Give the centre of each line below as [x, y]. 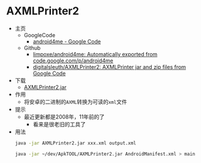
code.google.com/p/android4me [73, 61]
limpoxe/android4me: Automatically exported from [95, 54]
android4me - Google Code [67, 41]
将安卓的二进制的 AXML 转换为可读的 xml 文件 [75, 102]
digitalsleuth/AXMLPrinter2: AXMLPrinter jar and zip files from [109, 67]
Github [32, 48]
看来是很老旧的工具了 [59, 124]
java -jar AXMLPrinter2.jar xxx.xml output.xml [75, 143]
